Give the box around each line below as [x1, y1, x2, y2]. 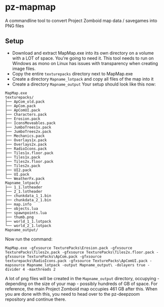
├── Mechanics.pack [5, 133, 45, 138]
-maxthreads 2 [26, 267, 56, 272]
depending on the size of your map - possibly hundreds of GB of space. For [5, 281, 158, 286]
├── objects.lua [5, 206, 38, 211]
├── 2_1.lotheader [5, 189, 43, 194]
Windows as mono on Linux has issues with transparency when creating [12, 60, 158, 66]
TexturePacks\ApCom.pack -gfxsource [26, 254, 102, 259]
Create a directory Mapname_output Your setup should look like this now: [12, 81, 156, 87]
